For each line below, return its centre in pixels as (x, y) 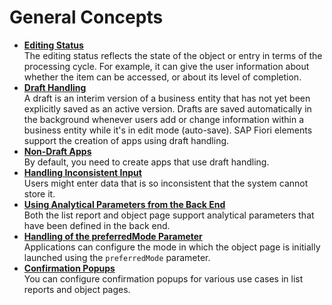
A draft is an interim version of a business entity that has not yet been (167, 98)
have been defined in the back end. (97, 225)
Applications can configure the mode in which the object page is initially (172, 247)
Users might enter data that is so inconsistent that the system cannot (166, 183)
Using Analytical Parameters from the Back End (124, 204)
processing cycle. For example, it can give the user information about (166, 66)
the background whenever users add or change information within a (164, 119)
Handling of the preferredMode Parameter (113, 236)
